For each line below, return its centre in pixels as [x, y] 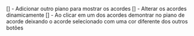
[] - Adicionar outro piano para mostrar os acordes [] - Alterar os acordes [96, 9]
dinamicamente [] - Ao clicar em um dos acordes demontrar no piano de [96, 15]
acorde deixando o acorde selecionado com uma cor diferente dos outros [97, 21]
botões [15, 28]
